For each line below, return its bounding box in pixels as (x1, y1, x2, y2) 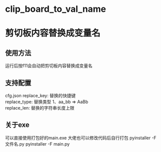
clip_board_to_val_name (5, 3, 106, 15)
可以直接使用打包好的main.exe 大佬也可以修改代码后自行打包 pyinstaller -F (5, 135, 157, 141)
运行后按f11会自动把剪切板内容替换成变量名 (5, 63, 93, 69)
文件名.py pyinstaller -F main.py (5, 141, 70, 147)
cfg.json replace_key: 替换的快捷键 (5, 93, 76, 98)
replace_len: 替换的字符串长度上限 (5, 105, 75, 111)
